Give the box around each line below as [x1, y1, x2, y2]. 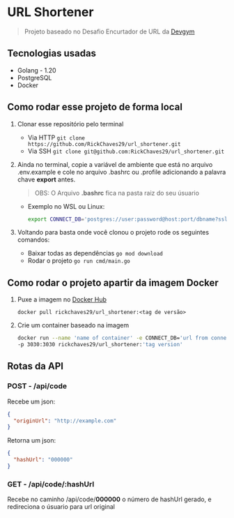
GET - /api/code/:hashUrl [7, 479, 95, 489]
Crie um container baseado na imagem [17, 321, 130, 330]
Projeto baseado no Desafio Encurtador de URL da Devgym [24, 27, 195, 36]
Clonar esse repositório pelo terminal [17, 119, 124, 128]
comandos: [17, 235, 50, 244]
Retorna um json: [7, 436, 56, 445]
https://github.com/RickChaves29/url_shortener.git [27, 140, 181, 147]
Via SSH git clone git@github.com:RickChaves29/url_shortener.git [27, 147, 225, 155]
